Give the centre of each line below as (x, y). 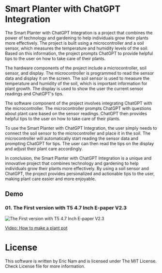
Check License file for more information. (45, 266)
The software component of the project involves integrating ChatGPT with (79, 103)
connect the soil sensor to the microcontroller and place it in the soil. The (78, 133)
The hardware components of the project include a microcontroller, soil (76, 68)
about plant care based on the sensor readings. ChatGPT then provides (76, 113)
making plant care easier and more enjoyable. (51, 179)
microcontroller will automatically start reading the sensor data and (72, 138)
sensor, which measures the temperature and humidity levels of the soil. (77, 48)
